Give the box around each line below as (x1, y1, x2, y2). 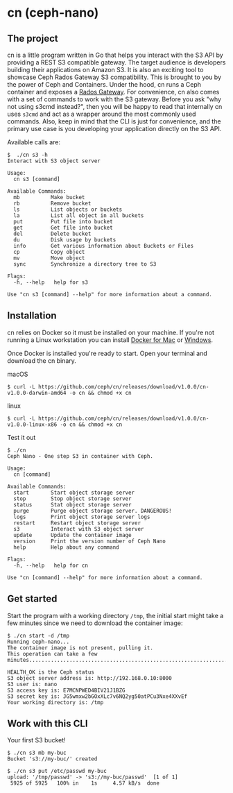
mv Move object (13, 255, 85, 262)
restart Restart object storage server (13, 519, 141, 527)
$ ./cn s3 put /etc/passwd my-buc (7, 768, 107, 775)
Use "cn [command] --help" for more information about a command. (7, 574, 203, 581)
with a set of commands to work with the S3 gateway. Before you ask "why (7, 95, 222, 103)
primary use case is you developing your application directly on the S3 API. (7, 125, 222, 133)
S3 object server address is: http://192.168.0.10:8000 (7, 674, 172, 681)
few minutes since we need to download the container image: (7, 619, 183, 627)
